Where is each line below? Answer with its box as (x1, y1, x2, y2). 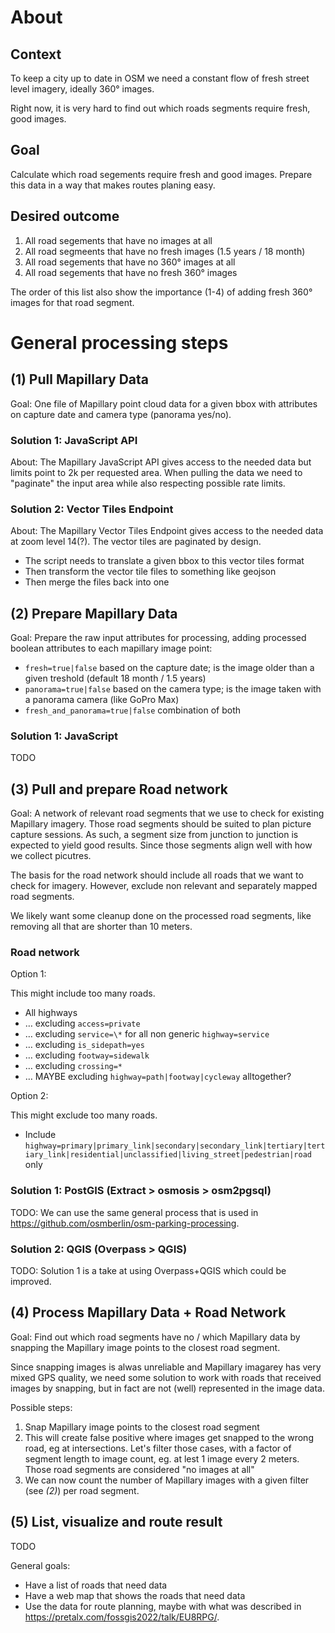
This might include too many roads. (10, 987, 156, 1000)
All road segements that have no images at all (24, 234, 213, 246)
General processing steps (10, 331, 229, 354)
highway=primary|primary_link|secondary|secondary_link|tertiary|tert (24, 1141, 326, 1151)
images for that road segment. (10, 296, 135, 308)
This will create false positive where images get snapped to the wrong (24, 1431, 314, 1443)
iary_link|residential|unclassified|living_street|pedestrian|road (24, 1150, 312, 1160)
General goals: (10, 1559, 71, 1571)
